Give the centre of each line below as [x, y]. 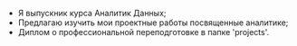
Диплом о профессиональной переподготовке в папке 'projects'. [144, 32]
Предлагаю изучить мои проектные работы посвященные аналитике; [153, 23]
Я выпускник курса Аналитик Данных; [92, 13]
